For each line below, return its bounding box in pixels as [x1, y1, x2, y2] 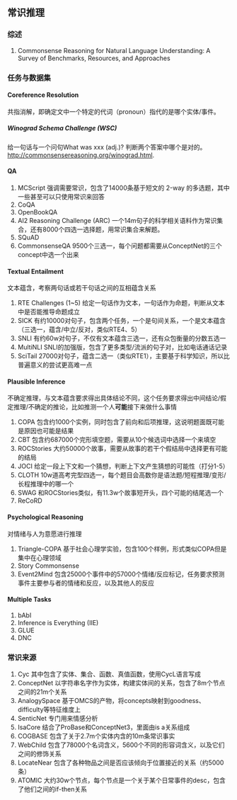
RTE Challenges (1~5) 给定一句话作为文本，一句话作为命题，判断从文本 [17, 299, 225, 307]
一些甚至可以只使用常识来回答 [17, 192, 105, 200]
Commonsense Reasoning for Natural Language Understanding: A [17, 46, 211, 55]
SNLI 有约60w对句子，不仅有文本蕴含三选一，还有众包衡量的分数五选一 [17, 334, 226, 343]
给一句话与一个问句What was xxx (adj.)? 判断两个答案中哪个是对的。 [7, 142, 207, 151]
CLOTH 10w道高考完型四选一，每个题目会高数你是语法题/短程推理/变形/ [17, 471, 226, 479]
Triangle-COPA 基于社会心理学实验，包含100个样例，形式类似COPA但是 [17, 544, 227, 553]
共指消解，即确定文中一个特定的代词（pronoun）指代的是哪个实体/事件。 [7, 107, 221, 115]
